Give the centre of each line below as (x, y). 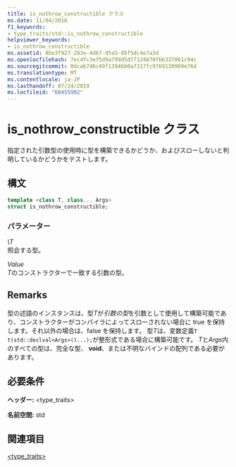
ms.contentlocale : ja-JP (44, 79)
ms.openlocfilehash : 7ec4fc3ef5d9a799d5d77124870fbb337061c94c (102, 60)
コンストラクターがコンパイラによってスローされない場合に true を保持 (122, 322)
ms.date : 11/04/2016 (38, 20)
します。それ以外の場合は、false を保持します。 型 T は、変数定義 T (103, 330)
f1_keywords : (26, 27)
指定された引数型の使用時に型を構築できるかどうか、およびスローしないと (115, 150)
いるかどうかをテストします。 (69, 159)
